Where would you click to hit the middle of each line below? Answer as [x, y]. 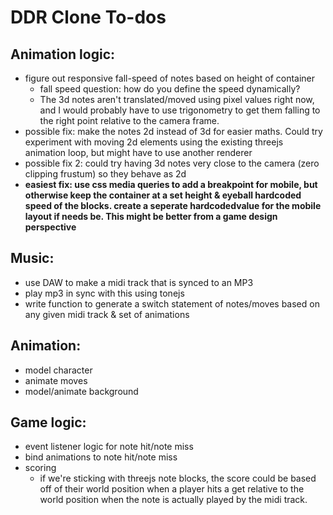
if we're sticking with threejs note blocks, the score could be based [178, 478]
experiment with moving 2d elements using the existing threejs [154, 142]
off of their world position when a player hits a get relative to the [172, 489]
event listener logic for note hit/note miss [109, 447]
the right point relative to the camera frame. [129, 120]
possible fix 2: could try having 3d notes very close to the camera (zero [172, 163]
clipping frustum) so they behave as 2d [105, 174]
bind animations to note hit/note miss [101, 457]
